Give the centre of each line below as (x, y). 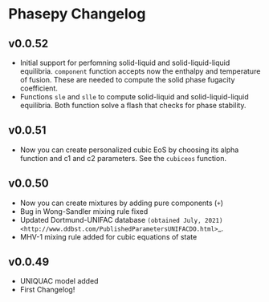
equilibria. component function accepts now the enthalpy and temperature (140, 71)
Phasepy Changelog (77, 14)
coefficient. (39, 88)
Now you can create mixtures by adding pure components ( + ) (121, 203)
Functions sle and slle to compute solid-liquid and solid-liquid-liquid (134, 97)
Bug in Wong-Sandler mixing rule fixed (84, 211)
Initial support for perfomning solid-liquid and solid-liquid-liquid (125, 62)
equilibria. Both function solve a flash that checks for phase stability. (133, 105)
